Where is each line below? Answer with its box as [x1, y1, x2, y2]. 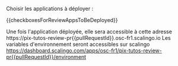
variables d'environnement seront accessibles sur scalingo [6, 41, 150, 48]
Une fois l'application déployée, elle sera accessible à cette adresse [6, 28, 172, 35]
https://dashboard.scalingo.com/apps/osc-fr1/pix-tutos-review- [6, 47, 162, 54]
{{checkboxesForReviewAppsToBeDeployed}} [6, 17, 118, 23]
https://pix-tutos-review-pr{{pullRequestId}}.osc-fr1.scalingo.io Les [6, 34, 171, 41]
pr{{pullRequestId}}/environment [6, 54, 87, 60]
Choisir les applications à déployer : [6, 5, 94, 12]
